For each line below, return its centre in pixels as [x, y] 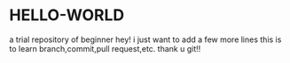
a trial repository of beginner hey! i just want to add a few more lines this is [145, 39]
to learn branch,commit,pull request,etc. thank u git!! [105, 48]
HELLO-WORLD [67, 15]
